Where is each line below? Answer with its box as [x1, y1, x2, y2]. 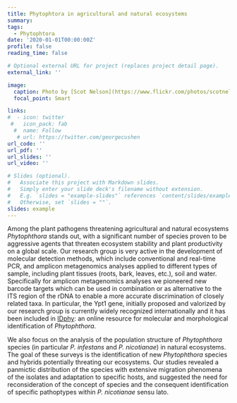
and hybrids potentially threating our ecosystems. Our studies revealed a [7, 358, 219, 366]
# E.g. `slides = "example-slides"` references [7, 192, 157, 199]
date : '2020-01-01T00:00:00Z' [7, 37, 97, 44]
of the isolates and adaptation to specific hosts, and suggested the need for [7, 373, 228, 381]
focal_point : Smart [13, 94, 71, 102]
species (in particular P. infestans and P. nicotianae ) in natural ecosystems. [7, 343, 226, 352]
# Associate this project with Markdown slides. [7, 179, 159, 187]
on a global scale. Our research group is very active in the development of [7, 247, 223, 256]
